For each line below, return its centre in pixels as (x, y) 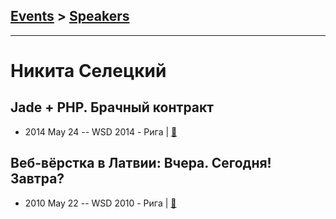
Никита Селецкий (88, 71)
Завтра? (37, 179)
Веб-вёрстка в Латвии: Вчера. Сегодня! (141, 163)
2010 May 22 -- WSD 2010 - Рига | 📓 (100, 203)
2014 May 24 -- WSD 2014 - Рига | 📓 (101, 131)
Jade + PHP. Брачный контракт (112, 107)
